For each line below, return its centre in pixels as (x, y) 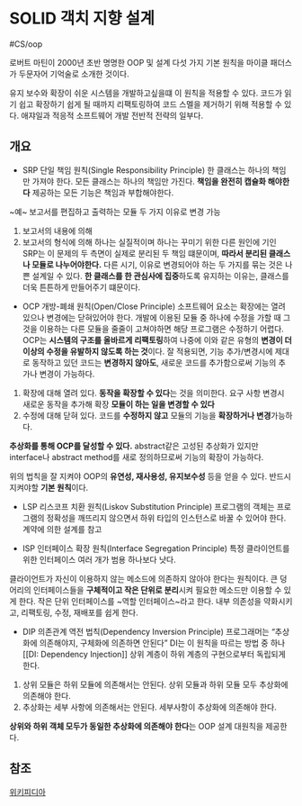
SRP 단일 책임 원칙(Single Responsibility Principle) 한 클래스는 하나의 (146, 170)
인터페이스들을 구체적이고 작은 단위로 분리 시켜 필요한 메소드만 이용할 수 (157, 590)
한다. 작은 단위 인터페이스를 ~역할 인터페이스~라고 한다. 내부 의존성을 (140, 601)
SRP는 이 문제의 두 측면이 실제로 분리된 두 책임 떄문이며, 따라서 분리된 (145, 253)
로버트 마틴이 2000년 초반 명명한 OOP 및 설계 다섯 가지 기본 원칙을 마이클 (139, 62)
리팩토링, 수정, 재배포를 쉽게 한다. (80, 612)
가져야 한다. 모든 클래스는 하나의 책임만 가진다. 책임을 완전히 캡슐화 (149, 181)
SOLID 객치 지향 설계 (82, 18)
